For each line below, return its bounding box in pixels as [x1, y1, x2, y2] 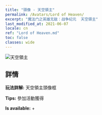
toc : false [5, 35, 28, 40]
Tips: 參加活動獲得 [5, 95, 44, 101]
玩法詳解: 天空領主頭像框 [5, 84, 57, 90]
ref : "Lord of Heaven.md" [5, 30, 59, 35]
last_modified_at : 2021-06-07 [5, 21, 69, 26]
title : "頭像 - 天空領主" [5, 7, 55, 12]
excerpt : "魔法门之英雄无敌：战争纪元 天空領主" [5, 16, 98, 21]
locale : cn [5, 26, 28, 31]
